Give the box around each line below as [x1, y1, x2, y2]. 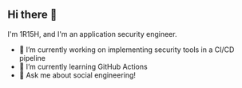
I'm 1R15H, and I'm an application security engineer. [7, 29, 177, 38]
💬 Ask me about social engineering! [18, 70, 137, 80]
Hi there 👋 [7, 8, 58, 22]
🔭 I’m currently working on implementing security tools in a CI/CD [18, 45, 235, 54]
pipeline [18, 53, 46, 62]
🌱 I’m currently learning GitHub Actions [18, 62, 149, 71]
